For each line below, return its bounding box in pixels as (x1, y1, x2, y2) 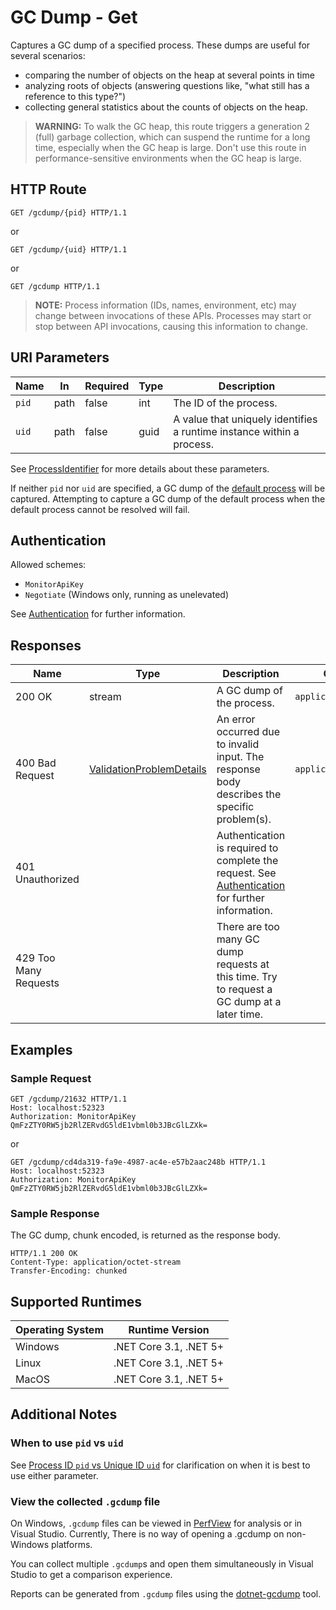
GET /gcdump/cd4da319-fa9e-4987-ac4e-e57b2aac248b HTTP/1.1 (10, 1157, 267, 1167)
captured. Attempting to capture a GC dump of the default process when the (10, 492, 326, 505)
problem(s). (216, 812, 272, 826)
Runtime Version (128, 1322, 210, 1336)
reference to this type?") (24, 90, 127, 102)
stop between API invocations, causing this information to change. (34, 320, 308, 332)
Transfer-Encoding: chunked (10, 1266, 128, 1276)
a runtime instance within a (173, 424, 300, 438)
